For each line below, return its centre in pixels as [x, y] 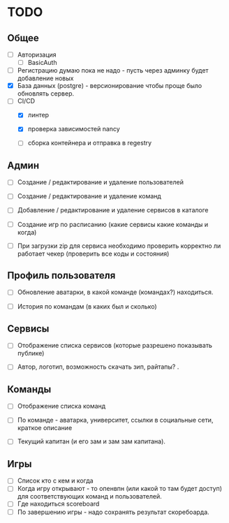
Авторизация [37, 54]
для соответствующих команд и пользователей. [89, 496]
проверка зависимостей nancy [74, 129]
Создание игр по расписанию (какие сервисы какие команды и [113, 224]
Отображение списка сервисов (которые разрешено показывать [115, 346]
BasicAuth [42, 63]
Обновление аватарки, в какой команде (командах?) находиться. [115, 292]
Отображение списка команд [61, 406]
